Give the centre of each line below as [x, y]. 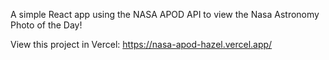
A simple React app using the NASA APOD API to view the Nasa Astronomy [165, 14]
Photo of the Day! [46, 25]
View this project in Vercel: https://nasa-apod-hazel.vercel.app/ [141, 44]
